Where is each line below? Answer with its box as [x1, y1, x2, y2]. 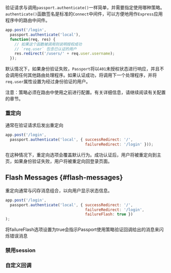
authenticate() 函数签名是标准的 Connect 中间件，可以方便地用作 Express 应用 [5, 11, 163, 17]
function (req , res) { [10, 37, 56, 42]
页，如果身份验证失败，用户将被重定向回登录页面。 [5, 158, 112, 164]
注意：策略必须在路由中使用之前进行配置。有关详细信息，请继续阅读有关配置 [5, 89, 166, 95]
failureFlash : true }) [84, 212, 133, 217]
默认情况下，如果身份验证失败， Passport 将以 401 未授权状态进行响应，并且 [5, 66, 160, 72]
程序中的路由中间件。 [5, 17, 50, 23]
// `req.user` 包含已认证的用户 [14, 46, 77, 52]
